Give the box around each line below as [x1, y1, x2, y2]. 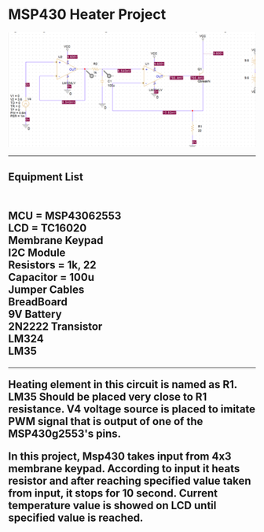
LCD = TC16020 [8, 222, 87, 235]
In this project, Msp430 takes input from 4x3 [8, 450, 232, 463]
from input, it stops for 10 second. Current [8, 486, 218, 500]
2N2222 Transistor [8, 320, 103, 333]
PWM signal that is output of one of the [8, 415, 203, 428]
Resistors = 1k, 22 [8, 258, 97, 272]
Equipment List [8, 170, 84, 183]
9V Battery [8, 308, 62, 320]
